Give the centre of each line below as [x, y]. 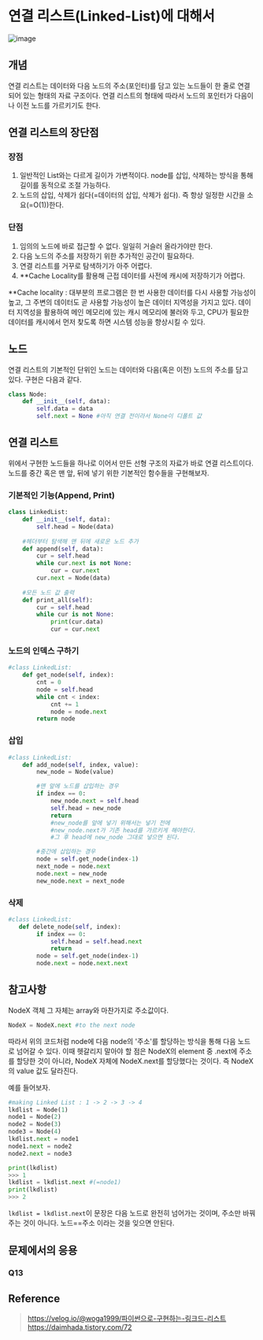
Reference [34, 1299]
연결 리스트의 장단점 [54, 133]
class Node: [28, 394]
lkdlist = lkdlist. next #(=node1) [65, 1183]
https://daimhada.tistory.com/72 [80, 1327]
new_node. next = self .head [94, 801]
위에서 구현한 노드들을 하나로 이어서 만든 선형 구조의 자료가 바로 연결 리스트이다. [131, 463]
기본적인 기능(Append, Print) [62, 495]
